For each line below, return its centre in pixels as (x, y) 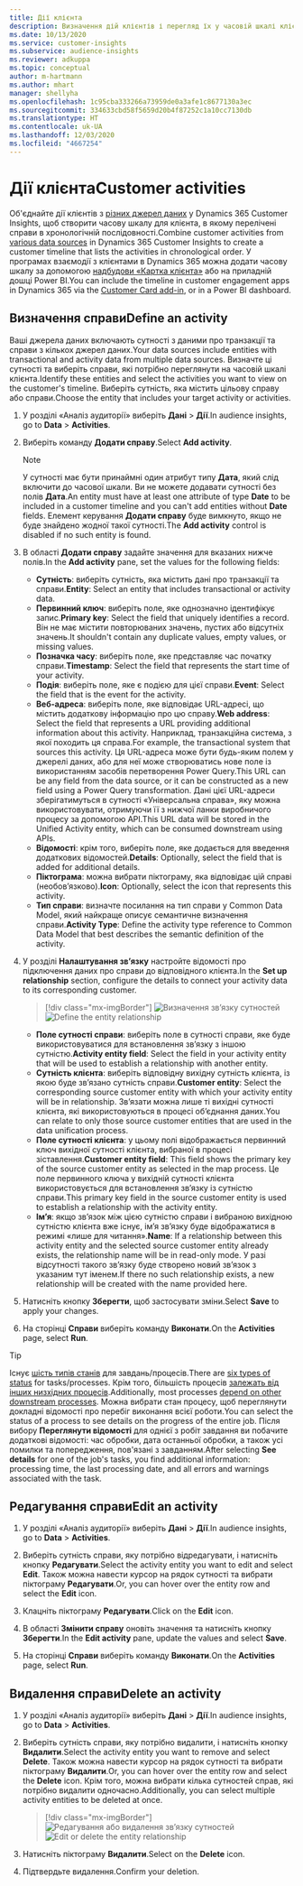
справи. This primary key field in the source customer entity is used (161, 1197)
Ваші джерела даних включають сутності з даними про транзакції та (142, 340)
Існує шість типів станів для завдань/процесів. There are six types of (140, 1373)
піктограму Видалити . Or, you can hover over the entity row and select (155, 1771)
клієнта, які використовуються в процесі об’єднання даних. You (158, 1111)
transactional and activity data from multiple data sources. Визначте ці (141, 359)
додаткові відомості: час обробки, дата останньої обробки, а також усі (147, 1439)
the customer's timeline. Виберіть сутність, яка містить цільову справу (144, 388)
